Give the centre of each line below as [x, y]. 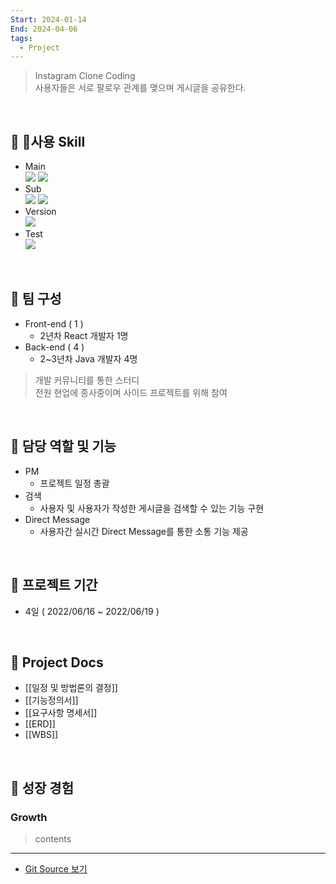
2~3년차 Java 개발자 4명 [88, 358]
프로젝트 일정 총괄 [74, 483]
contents [53, 839]
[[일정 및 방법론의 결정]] [71, 688]
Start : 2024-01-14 [48, 19]
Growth [29, 817]
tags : [21, 38]
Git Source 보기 [56, 869]
